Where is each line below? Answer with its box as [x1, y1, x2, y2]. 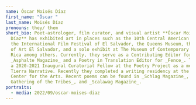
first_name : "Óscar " [5, 14, 59, 20]
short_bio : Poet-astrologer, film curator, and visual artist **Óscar [5, 30, 181, 36]
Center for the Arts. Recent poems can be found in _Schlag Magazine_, [11, 73, 190, 79]
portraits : [5, 85, 32, 90]
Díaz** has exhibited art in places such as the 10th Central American [11, 36, 190, 41]
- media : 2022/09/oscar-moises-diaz [11, 90, 100, 96]
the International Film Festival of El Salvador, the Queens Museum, [11, 41, 184, 47]
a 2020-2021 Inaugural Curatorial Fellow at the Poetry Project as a [11, 62, 184, 69]
